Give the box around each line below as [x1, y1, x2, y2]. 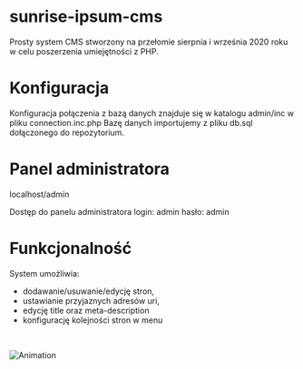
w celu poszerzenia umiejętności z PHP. [9, 45, 159, 56]
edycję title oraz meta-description [22, 305, 150, 316]
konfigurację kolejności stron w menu [22, 315, 163, 325]
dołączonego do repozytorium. [9, 127, 125, 138]
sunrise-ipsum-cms [9, 6, 163, 27]
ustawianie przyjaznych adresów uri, [22, 295, 161, 306]
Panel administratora [9, 159, 171, 180]
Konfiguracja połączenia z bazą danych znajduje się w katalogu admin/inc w [9, 107, 295, 119]
